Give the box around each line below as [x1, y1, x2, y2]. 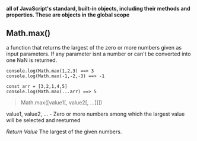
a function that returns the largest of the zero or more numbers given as [6, 44, 182, 51]
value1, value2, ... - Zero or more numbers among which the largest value [6, 110, 185, 117]
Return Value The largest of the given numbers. [6, 128, 122, 135]
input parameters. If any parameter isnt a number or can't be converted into [6, 50, 191, 57]
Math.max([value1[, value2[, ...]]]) [20, 99, 103, 106]
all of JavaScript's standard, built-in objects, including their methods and [6, 5, 191, 12]
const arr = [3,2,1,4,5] [6, 83, 68, 89]
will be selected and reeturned [6, 116, 81, 123]
